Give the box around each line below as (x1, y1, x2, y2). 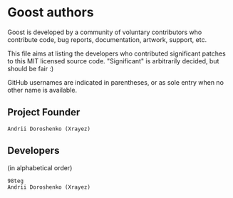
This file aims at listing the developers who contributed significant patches (7, 49, 226, 58)
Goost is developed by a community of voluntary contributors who (7, 28, 202, 36)
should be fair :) (7, 64, 54, 73)
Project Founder (7, 106, 81, 118)
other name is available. (7, 85, 77, 94)
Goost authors (7, 4, 94, 21)
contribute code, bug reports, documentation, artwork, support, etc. (7, 35, 207, 43)
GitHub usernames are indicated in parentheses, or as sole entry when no (7, 78, 224, 86)
